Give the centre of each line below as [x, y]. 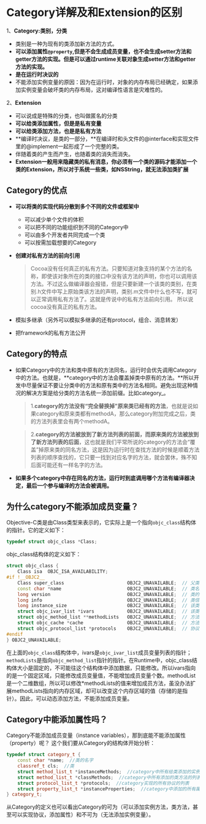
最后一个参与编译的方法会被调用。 [69, 485]
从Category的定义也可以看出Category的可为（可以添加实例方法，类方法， [100, 807]
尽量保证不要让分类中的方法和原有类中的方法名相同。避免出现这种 [109, 385]
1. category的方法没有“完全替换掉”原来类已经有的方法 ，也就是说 [112, 406]
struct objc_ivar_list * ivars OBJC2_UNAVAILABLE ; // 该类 [109, 611]
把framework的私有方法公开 [51, 333]
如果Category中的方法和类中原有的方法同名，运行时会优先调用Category [106, 370]
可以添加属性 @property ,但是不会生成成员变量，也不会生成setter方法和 [103, 51]
